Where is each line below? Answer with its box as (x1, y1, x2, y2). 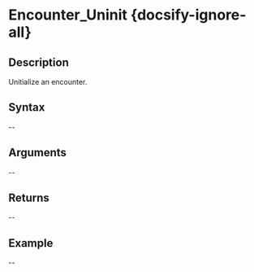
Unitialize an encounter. (8, 77, 88, 86)
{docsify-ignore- (130, 6, 247, 24)
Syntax (8, 100, 45, 115)
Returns (8, 191, 50, 205)
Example (8, 236, 54, 250)
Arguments (8, 146, 67, 160)
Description (8, 55, 69, 69)
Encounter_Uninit (8, 6, 128, 24)
